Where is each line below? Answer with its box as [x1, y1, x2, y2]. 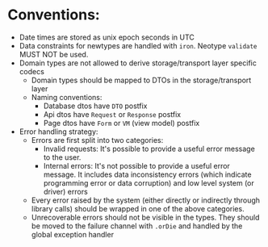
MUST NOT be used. [19, 49, 89, 59]
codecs [19, 66, 45, 76]
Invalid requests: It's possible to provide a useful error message [43, 144, 255, 153]
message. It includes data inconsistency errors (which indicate [43, 170, 252, 179]
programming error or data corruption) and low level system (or [43, 178, 255, 187]
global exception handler [31, 229, 115, 239]
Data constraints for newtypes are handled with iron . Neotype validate [19, 40, 258, 50]
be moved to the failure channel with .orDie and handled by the [31, 220, 243, 231]
